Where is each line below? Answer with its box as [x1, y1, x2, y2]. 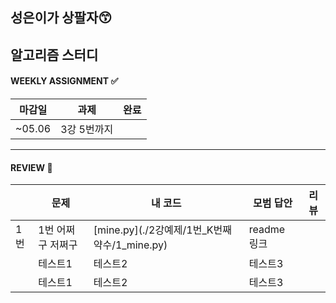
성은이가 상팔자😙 [10, 9, 113, 27]
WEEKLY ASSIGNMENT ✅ [10, 75, 119, 87]
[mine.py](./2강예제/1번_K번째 [93, 223, 232, 237]
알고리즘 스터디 [10, 46, 99, 63]
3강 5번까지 [60, 122, 114, 136]
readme [248, 223, 286, 237]
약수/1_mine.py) [93, 238, 168, 252]
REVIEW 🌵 [10, 161, 53, 173]
